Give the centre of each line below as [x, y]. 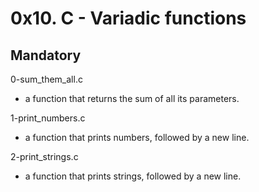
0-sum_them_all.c [46, 79]
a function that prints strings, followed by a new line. [133, 176]
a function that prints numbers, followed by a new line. [137, 137]
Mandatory [46, 55]
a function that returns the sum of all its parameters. [132, 98]
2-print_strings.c [44, 156]
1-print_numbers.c [48, 118]
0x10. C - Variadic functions [128, 18]
